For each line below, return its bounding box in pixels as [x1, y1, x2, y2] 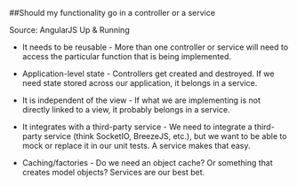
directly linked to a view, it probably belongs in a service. [21, 105, 230, 114]
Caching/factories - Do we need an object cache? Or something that [21, 158, 273, 167]
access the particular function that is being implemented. [21, 51, 232, 61]
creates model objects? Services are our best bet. [21, 167, 205, 177]
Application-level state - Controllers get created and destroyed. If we [21, 68, 275, 79]
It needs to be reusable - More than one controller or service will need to [21, 42, 289, 52]
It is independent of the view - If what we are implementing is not [21, 95, 261, 105]
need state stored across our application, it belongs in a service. [21, 78, 258, 88]
